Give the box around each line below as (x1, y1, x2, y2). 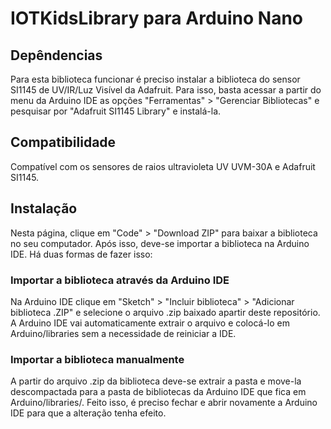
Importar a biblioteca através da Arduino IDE (10, 273, 230, 287)
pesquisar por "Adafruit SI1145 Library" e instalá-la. (10, 105, 222, 117)
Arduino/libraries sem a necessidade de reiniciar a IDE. (10, 327, 237, 339)
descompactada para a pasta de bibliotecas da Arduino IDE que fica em (10, 386, 307, 398)
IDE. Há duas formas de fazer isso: (10, 248, 153, 260)
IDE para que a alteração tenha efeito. (10, 407, 167, 419)
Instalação (10, 200, 78, 217)
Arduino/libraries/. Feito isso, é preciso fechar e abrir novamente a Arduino (10, 397, 318, 409)
